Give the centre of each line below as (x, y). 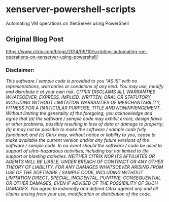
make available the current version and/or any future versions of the (77, 140)
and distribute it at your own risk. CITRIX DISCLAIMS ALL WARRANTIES (81, 92)
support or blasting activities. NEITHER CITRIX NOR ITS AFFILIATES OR (80, 156)
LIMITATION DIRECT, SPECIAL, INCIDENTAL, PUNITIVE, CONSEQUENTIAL (83, 178)
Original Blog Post (35, 39)
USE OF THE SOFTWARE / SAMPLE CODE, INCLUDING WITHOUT (75, 173)
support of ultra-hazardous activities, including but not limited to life (77, 151)
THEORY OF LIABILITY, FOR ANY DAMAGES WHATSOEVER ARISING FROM (84, 167)
